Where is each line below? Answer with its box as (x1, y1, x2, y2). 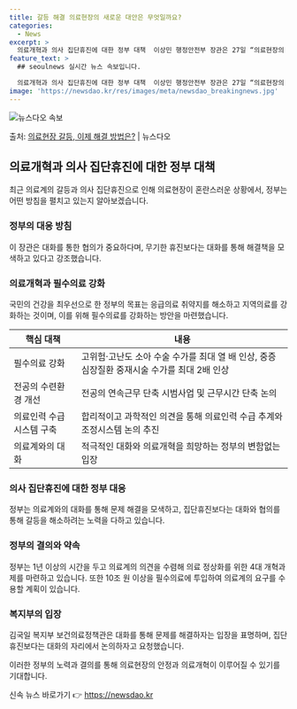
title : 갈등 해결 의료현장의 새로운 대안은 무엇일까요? (9, 12, 182, 22)
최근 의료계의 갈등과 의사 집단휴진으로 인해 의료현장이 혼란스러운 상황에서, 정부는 (9, 184, 288, 195)
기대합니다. (9, 670, 48, 681)
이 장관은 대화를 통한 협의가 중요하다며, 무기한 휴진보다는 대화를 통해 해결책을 (9, 241, 276, 253)
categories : (9, 21, 53, 30)
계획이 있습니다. (25, 583, 80, 594)
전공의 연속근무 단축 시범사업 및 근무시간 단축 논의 (80, 387, 278, 400)
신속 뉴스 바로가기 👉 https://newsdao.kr (9, 689, 154, 700)
